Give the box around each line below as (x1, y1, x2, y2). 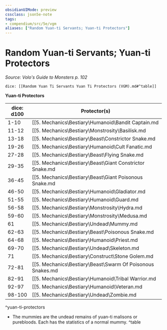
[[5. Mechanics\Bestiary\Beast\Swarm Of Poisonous (32, 261, 154, 268)
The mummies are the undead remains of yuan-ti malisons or (12, 314, 138, 320)
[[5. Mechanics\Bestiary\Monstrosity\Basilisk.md (32, 127, 146, 134)
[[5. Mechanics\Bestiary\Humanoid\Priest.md (32, 237, 138, 244)
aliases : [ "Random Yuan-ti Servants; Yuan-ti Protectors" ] (5, 26, 130, 31)
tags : (5, 16, 16, 21)
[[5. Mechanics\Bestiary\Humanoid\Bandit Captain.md (32, 119, 159, 126)
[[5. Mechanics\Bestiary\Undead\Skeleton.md (32, 245, 139, 252)
